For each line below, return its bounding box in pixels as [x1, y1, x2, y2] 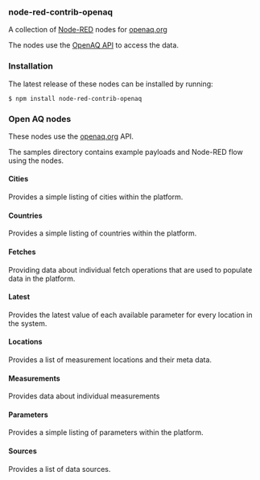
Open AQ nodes [8, 113, 72, 124]
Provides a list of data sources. [8, 464, 111, 474]
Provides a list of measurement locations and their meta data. [8, 354, 212, 365]
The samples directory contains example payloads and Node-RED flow [8, 147, 243, 157]
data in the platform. [8, 273, 76, 283]
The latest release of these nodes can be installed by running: [8, 79, 213, 89]
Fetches [8, 247, 36, 257]
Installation [8, 61, 54, 72]
